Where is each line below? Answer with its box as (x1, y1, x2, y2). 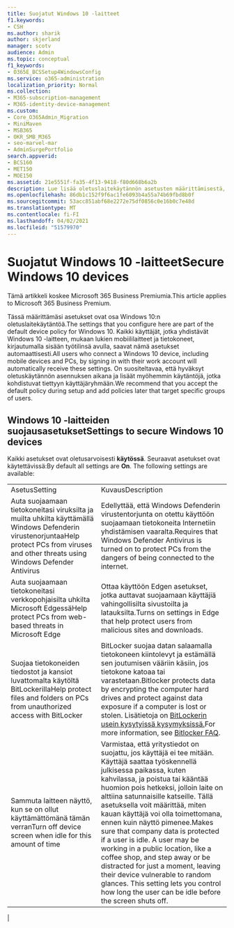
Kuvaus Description (100, 485, 164, 495)
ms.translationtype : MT (7, 205, 77, 212)
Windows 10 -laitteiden (7, 414, 110, 426)
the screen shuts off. (100, 896, 169, 906)
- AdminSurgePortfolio (7, 146, 73, 153)
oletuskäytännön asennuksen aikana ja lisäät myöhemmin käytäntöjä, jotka (7, 372, 221, 380)
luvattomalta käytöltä (10, 676, 79, 686)
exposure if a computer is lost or (100, 702, 207, 711)
